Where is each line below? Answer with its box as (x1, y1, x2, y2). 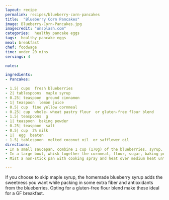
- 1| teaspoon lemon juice (5, 100, 64, 105)
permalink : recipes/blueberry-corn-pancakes (5, 12, 100, 17)
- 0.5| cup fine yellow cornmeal (5, 105, 78, 110)
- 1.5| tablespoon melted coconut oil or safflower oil (5, 137, 129, 142)
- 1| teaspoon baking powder (5, 119, 69, 124)
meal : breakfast (5, 40, 39, 45)
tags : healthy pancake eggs (5, 36, 66, 41)
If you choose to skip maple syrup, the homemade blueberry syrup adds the (5, 174, 163, 180)
